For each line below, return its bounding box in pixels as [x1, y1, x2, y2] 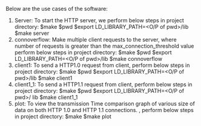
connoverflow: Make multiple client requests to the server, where [14, 36, 177, 43]
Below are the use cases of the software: [5, 5, 108, 12]
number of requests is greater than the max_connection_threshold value [14, 42, 194, 49]
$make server [14, 30, 50, 37]
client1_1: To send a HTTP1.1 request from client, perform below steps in [14, 81, 193, 88]
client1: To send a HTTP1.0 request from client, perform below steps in [14, 61, 190, 69]
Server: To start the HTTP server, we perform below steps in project [14, 17, 184, 24]
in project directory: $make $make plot [14, 113, 111, 120]
